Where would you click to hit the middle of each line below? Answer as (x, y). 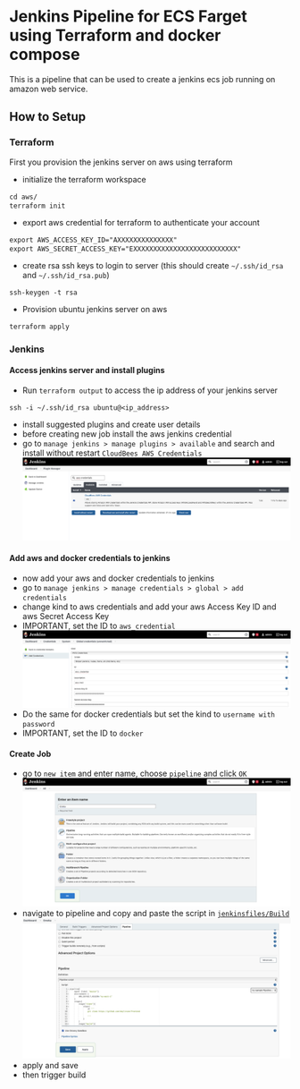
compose (45, 55)
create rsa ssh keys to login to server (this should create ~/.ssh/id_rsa (153, 265)
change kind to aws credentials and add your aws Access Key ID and (149, 607)
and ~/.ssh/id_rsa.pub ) (66, 275)
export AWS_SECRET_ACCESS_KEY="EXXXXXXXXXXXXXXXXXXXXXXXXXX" (125, 249)
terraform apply (39, 327)
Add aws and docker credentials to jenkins (90, 558)
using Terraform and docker (115, 35)
